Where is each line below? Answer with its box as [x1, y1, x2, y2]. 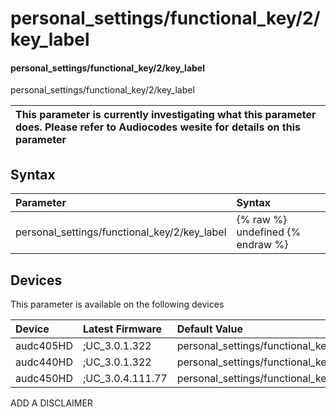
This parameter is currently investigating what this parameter [15, 108, 317, 122]
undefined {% [236, 225, 302, 239]
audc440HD [15, 355, 73, 369]
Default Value [176, 322, 243, 336]
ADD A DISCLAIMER [10, 397, 93, 409]
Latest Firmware [82, 322, 163, 336]
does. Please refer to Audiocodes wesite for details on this [15, 120, 301, 134]
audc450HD [15, 372, 73, 386]
